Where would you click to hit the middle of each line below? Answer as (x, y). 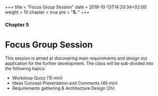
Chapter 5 (17, 25)
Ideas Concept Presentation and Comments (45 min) (65, 83)
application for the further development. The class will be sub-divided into (79, 63)
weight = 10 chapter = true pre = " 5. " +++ (47, 12)
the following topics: (25, 68)
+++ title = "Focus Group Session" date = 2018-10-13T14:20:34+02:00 (76, 7)
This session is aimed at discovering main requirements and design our (76, 58)
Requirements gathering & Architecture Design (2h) (63, 88)
